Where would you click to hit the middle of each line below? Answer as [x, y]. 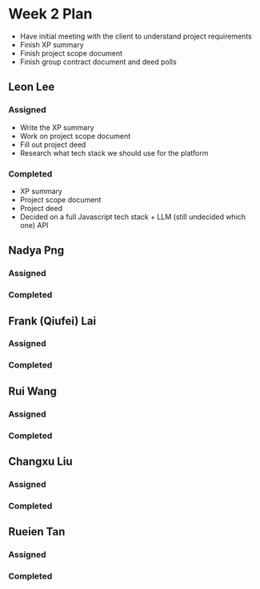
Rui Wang [33, 391]
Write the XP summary [57, 127]
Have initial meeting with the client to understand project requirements [136, 36]
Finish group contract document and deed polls [98, 62]
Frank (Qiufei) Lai [52, 321]
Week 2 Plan [50, 14]
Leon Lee [32, 87]
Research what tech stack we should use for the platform [114, 152]
